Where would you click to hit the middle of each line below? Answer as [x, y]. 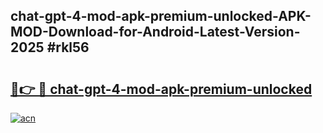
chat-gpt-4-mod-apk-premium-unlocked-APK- [161, 16]
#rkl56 [68, 47]
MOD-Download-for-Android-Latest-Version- [155, 32]
